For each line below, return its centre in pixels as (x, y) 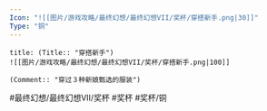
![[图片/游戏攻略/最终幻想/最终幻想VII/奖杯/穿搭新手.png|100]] (120, 62)
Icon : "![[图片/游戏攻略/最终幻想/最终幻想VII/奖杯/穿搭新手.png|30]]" (134, 18)
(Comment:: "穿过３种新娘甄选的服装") (75, 79)
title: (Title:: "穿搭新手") (62, 52)
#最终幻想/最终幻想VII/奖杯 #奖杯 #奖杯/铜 (88, 97)
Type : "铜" (30, 26)
